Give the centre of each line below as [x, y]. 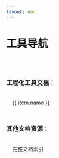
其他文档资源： [28, 128]
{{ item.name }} [31, 103]
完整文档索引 [28, 149]
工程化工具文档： [31, 83]
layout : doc [21, 12]
